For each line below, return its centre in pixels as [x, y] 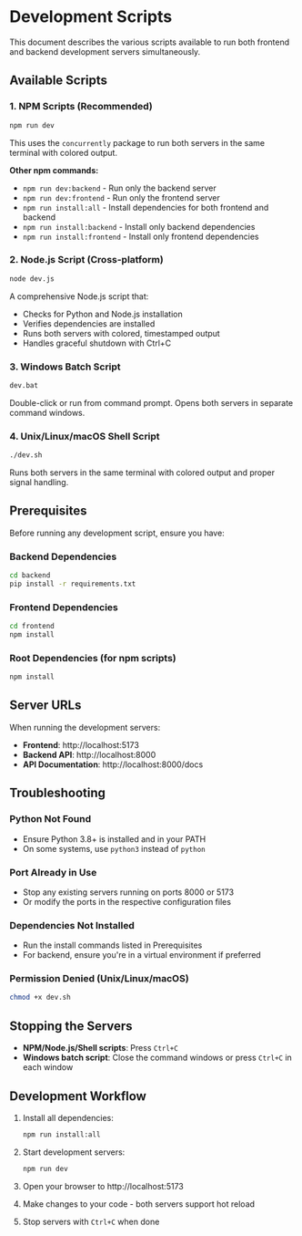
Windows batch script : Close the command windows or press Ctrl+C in [157, 1058]
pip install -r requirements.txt [73, 584]
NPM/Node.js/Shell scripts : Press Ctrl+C [101, 1048]
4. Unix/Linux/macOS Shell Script [85, 436]
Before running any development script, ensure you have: [117, 533]
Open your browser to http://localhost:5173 [103, 1186]
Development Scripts [91, 17]
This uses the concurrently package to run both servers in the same [137, 142]
